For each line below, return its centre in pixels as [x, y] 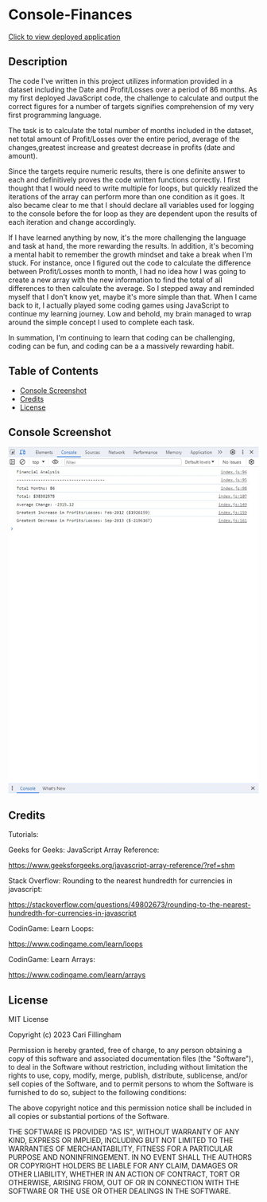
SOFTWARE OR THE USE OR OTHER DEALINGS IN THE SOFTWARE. [120, 1191]
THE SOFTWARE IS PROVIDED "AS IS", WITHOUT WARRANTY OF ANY [124, 1132]
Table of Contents [54, 371]
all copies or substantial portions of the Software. [89, 1117]
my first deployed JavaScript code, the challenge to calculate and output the [133, 98]
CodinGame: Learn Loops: [51, 929]
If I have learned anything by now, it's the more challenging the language [127, 238]
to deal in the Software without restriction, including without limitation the [128, 1067]
